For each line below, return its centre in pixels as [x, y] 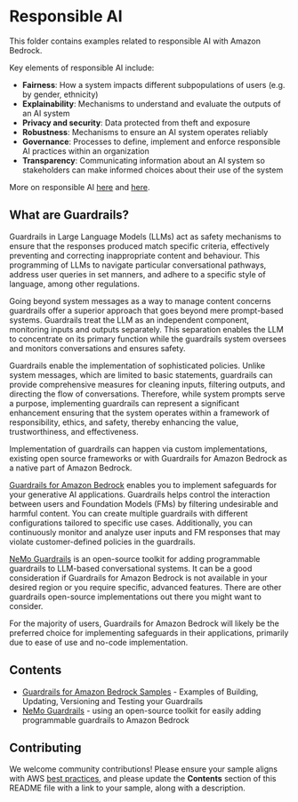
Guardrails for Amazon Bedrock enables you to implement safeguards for [143, 485]
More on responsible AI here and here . [80, 187]
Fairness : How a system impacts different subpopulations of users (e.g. [153, 84]
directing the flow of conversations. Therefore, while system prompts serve [147, 394]
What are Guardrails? [69, 215]
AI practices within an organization [85, 151]
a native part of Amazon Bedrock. [71, 468]
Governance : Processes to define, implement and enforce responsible [151, 141]
